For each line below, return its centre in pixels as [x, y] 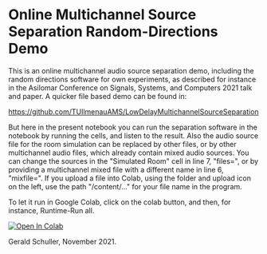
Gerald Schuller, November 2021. [63, 241]
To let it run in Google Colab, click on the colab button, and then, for [120, 202]
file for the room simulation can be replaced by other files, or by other [122, 144]
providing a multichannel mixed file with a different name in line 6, [116, 169]
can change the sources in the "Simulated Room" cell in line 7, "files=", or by [133, 161]
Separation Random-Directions [113, 32]
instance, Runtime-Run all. [51, 210]
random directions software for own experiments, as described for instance [132, 79]
